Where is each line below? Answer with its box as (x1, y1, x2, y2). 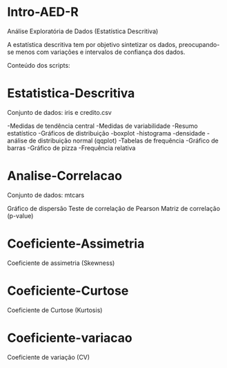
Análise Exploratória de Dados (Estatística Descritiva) (7, 27, 159, 35)
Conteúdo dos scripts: (7, 61, 70, 69)
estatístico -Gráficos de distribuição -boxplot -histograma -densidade (7, 129, 206, 137)
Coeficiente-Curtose (7, 283, 129, 298)
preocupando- (178, 40, 220, 48)
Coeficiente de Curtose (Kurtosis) (7, 306, 103, 314)
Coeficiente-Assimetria (7, 236, 145, 251)
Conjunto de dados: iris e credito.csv (7, 108, 112, 116)
